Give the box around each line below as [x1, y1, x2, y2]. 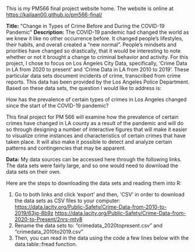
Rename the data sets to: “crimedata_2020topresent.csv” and [14, 222, 163, 229]
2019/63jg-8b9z [14, 210, 54, 216]
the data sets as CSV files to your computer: [14, 197, 121, 204]
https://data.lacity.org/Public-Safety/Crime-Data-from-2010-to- [14, 203, 167, 210]
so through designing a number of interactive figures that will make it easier [6, 126, 187, 133]
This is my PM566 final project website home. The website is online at [6, 5, 173, 12]
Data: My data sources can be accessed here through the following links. [6, 156, 182, 163]
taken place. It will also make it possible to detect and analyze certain [6, 139, 172, 145]
